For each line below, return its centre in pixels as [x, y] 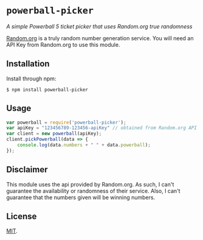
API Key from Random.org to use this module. [63, 44]
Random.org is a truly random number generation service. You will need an [100, 38]
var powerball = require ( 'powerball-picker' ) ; [66, 122]
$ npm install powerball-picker [47, 90]
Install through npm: [31, 79]
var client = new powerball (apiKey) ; [54, 134]
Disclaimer [27, 170]
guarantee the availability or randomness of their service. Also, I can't [93, 191]
